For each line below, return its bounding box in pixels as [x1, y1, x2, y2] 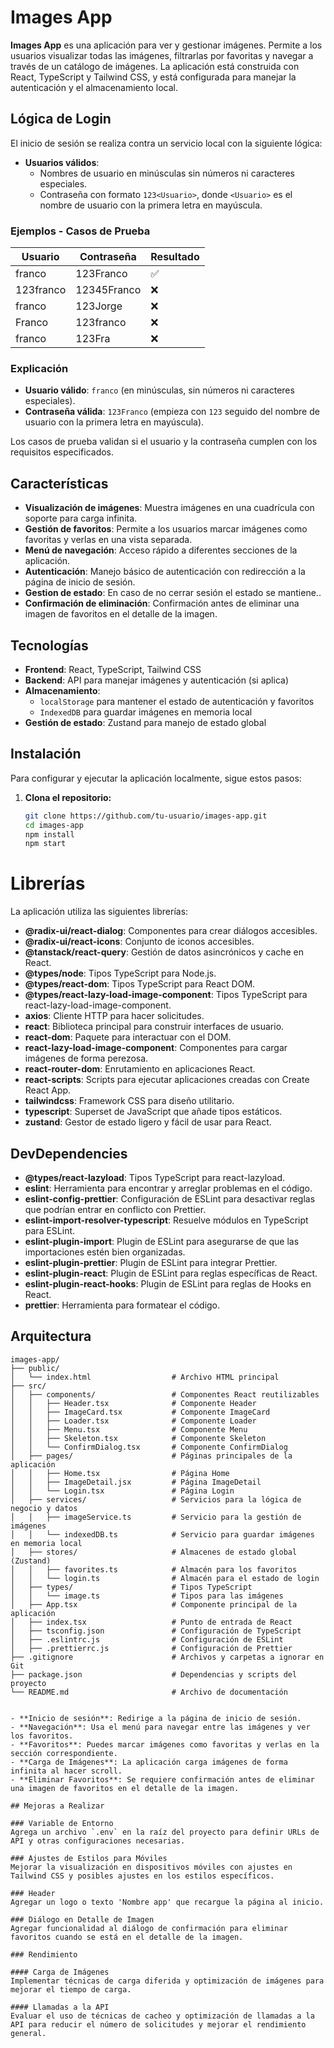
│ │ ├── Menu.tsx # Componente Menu [10, 1424, 248, 1435]
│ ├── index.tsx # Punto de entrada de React [10, 1617, 293, 1627]
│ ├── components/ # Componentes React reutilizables [10, 1389, 320, 1400]
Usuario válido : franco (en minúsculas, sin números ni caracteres [24, 384, 295, 396]
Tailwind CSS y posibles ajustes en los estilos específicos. [10, 1871, 275, 1881]
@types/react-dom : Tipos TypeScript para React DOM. [24, 978, 256, 990]
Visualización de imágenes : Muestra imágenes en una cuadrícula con [24, 502, 315, 514]
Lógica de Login [10, 111, 112, 128]
